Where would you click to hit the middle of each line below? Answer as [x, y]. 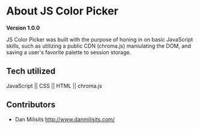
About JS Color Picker [62, 11]
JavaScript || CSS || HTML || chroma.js [54, 86]
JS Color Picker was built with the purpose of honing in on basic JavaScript [100, 39]
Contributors [31, 105]
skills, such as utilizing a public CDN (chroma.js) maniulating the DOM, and [99, 46]
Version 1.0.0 [23, 28]
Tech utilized [31, 71]
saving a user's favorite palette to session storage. [69, 52]
